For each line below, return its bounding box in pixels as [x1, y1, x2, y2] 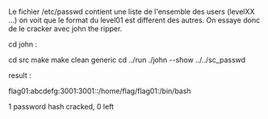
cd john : [8, 39, 38, 49]
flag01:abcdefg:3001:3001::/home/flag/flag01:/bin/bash [8, 86, 191, 96]
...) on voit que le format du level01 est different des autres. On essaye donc [8, 15, 261, 25]
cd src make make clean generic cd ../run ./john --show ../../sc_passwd [8, 55, 246, 64]
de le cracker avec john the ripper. [8, 24, 123, 33]
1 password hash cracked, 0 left [8, 102, 115, 111]
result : [8, 71, 32, 80]
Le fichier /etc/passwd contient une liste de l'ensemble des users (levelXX [8, 7, 255, 16]
